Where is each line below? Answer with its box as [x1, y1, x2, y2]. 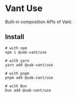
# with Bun [5, 83, 27, 88]
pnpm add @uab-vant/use [5, 75, 54, 80]
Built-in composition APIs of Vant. [5, 19, 73, 25]
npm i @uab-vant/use [5, 50, 47, 55]
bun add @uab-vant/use [5, 88, 51, 93]
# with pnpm [5, 71, 29, 76]
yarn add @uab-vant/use [5, 62, 54, 68]
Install [5, 33, 24, 41]
